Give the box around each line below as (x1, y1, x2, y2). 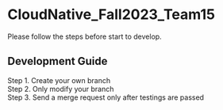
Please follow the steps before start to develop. (7, 32, 162, 41)
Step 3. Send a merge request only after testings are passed (7, 93, 204, 102)
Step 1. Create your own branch (7, 75, 111, 85)
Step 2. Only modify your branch (7, 84, 114, 93)
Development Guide (7, 55, 108, 68)
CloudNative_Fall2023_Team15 (7, 6, 216, 24)
